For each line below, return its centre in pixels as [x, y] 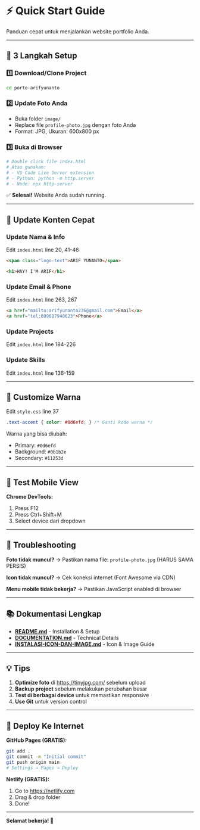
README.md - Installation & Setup [57, 631]
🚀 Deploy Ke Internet [45, 726]
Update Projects [30, 331]
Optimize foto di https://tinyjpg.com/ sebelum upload [80, 683]
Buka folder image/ [38, 119]
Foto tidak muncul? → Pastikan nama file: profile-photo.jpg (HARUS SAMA [100, 559]
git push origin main [33, 763]
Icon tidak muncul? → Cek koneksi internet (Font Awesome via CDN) [91, 577]
